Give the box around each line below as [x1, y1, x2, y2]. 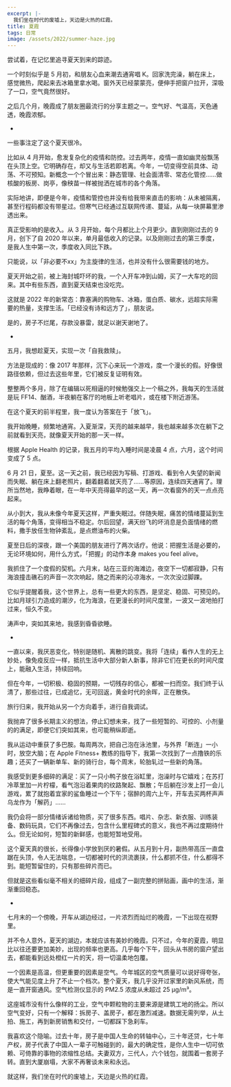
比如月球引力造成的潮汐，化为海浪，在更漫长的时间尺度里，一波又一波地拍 [7, 597, 218, 605]
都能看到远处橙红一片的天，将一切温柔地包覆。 [19, 953, 152, 962]
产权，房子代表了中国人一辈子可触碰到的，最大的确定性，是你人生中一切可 [7, 1041, 218, 1049]
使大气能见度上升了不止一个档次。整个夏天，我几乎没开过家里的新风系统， [7, 977, 218, 985]
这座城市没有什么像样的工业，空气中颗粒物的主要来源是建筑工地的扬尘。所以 [7, 1000, 224, 1008]
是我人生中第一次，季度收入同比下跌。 [7, 242, 115, 251]
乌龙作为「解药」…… [7, 798, 67, 807]
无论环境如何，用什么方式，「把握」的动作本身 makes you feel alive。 [7, 550, 202, 558]
